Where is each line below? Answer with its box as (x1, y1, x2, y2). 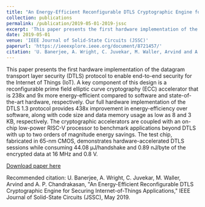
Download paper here (6, 162, 61, 169)
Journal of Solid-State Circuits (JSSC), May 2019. (6, 194, 131, 201)
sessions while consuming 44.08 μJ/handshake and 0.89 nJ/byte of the (6, 143, 186, 151)
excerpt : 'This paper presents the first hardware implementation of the (6, 26, 198, 32)
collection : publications (6, 15, 72, 21)
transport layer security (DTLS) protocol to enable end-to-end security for (6, 72, 192, 80)
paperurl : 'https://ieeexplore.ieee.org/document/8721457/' (6, 43, 163, 50)
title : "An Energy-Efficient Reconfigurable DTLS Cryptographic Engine (6, 9, 192, 15)
